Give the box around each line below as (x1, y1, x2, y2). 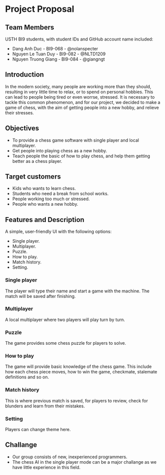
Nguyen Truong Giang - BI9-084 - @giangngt (12, 56, 105, 62)
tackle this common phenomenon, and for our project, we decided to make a (5, 99, 161, 105)
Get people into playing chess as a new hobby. (12, 147, 107, 153)
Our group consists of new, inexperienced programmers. (12, 454, 128, 460)
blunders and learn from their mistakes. (5, 403, 85, 409)
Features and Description (5, 216, 85, 224)
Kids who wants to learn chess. (12, 185, 76, 191)
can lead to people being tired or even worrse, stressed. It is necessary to (5, 94, 155, 100)
